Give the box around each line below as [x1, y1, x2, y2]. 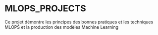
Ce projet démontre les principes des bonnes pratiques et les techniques [4, 19, 154, 25]
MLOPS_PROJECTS [4, 3, 86, 14]
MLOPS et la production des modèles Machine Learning [4, 24, 118, 30]
